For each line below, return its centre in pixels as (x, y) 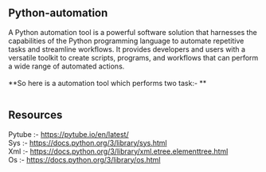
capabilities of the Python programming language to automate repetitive (126, 41)
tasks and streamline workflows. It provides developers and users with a (127, 49)
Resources (35, 115)
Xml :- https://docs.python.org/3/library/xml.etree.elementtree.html (118, 151)
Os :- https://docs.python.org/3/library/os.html (84, 159)
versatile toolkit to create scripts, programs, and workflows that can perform (133, 57)
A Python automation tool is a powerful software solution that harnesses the (133, 32)
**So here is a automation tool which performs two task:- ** (108, 83)
